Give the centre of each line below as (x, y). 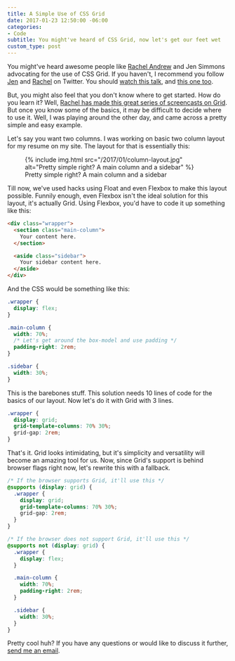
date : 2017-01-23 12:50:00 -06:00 (58, 20)
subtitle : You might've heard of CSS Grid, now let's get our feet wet (114, 40)
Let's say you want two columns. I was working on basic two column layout (116, 139)
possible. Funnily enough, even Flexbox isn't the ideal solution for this (108, 195)
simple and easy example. (45, 125)
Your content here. (48, 236)
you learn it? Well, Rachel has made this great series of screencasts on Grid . (117, 102)
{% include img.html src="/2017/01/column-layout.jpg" (104, 160)
